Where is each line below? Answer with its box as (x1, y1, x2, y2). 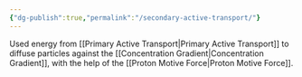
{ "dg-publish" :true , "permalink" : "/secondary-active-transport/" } (9, 13, 260, 23)
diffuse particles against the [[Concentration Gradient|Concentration (9, 47, 264, 59)
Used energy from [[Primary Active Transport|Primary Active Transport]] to (9, 38, 289, 49)
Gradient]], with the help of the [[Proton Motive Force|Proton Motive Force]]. (9, 57, 294, 68)
